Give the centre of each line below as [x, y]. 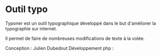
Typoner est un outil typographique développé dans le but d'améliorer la [80, 23]
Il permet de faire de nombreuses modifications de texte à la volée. [75, 38]
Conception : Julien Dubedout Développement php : [59, 48]
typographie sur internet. [31, 28]
